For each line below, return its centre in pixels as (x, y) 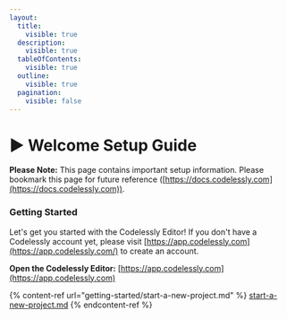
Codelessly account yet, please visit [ (78, 241)
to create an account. (160, 251)
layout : (24, 17)
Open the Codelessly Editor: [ (65, 268)
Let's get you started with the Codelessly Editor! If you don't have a (133, 232)
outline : (34, 76)
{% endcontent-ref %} (112, 305)
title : (30, 26)
